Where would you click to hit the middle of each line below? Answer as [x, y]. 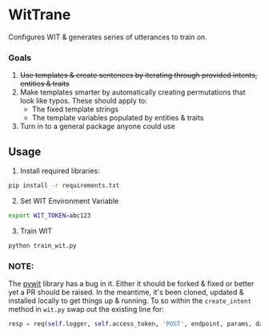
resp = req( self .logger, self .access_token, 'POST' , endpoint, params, [130, 324]
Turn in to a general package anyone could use [98, 127]
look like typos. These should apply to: [84, 101]
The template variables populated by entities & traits [118, 118]
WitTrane [40, 15]
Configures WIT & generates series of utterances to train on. [108, 37]
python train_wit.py [43, 245]
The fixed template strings [75, 109]
